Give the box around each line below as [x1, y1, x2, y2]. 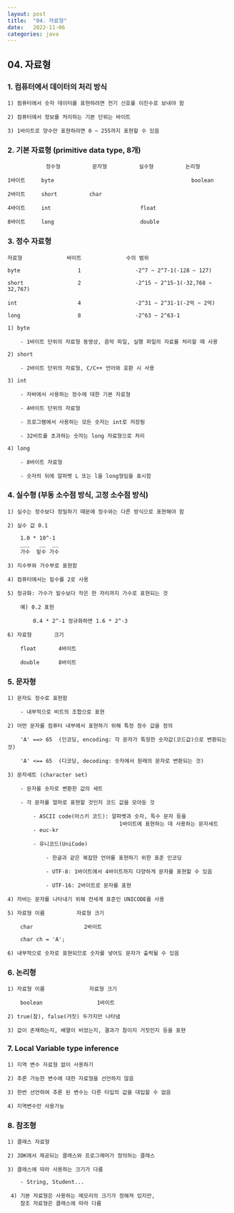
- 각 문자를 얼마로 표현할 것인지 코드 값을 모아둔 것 [20, 799, 155, 806]
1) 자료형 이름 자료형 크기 [7, 985, 118, 993]
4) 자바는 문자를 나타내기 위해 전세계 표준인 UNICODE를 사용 [7, 896, 165, 903]
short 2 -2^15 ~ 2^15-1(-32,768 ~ [7, 279, 213, 286]
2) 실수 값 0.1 [7, 522, 49, 529]
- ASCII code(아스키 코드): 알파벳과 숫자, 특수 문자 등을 [33, 813, 187, 821]
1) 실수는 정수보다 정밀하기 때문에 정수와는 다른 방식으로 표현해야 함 [7, 508, 184, 515]
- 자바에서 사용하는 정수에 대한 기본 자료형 [20, 390, 131, 398]
